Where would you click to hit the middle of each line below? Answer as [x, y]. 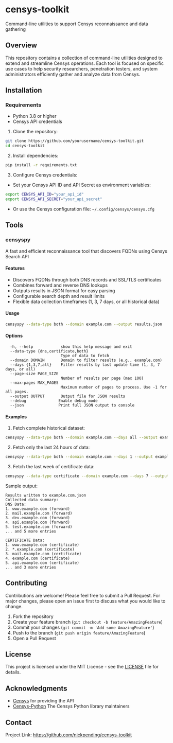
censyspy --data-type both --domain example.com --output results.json [84, 324]
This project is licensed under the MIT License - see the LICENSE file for [82, 667]
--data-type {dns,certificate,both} [49, 351]
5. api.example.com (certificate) [42, 563]
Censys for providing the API [43, 701]
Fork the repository [33, 616]
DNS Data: [16, 504]
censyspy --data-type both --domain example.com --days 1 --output [79, 457]
